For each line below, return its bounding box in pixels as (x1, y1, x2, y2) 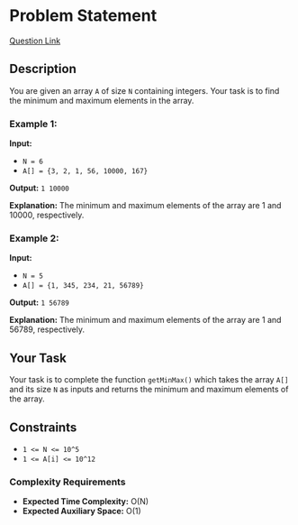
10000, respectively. (9, 209, 85, 221)
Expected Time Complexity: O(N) (22, 496, 149, 507)
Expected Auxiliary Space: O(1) (22, 506, 141, 517)
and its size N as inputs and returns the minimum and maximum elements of (9, 384, 289, 395)
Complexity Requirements (9, 475, 126, 488)
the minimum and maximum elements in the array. (9, 95, 194, 106)
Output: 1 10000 (9, 182, 70, 194)
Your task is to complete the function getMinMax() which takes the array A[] (9, 374, 289, 385)
